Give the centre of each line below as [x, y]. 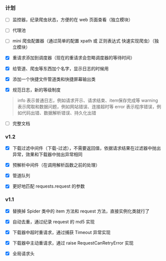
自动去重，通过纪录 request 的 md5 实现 [53, 222]
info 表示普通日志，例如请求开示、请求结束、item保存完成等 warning [88, 100]
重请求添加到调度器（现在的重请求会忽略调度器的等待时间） [74, 58]
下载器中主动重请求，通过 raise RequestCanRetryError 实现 [73, 243]
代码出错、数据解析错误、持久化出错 [59, 113]
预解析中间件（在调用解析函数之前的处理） [56, 165]
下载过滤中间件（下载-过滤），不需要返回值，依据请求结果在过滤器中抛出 [86, 148]
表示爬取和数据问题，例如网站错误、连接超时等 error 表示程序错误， [87, 106]
